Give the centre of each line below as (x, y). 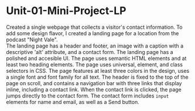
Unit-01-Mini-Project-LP (66, 11)
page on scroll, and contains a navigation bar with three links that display (94, 83)
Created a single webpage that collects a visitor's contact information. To (94, 27)
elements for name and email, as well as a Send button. (73, 102)
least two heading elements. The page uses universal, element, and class (95, 64)
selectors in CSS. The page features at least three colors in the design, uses (98, 70)
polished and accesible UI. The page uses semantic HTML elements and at (96, 58)
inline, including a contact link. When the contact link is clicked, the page (94, 89)
